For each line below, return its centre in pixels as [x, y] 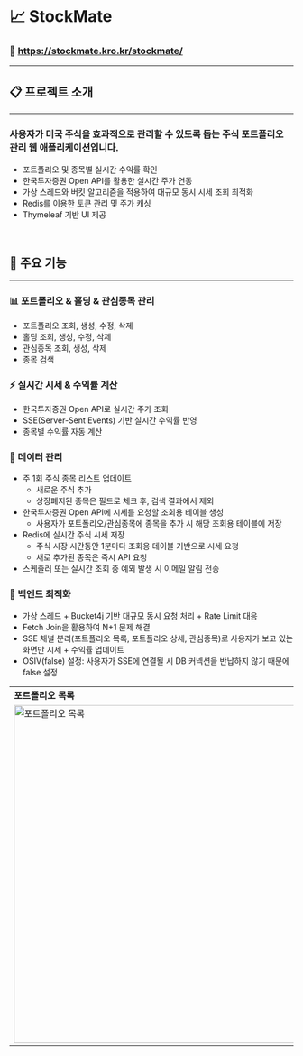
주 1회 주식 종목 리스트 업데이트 [77, 479]
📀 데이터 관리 [36, 457]
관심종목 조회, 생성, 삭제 [64, 348]
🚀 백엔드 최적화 [40, 594]
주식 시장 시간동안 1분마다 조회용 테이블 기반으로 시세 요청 [137, 546]
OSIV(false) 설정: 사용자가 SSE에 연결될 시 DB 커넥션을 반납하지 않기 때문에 [156, 661]
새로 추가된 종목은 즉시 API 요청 [92, 557]
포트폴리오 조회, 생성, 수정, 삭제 [78, 326]
